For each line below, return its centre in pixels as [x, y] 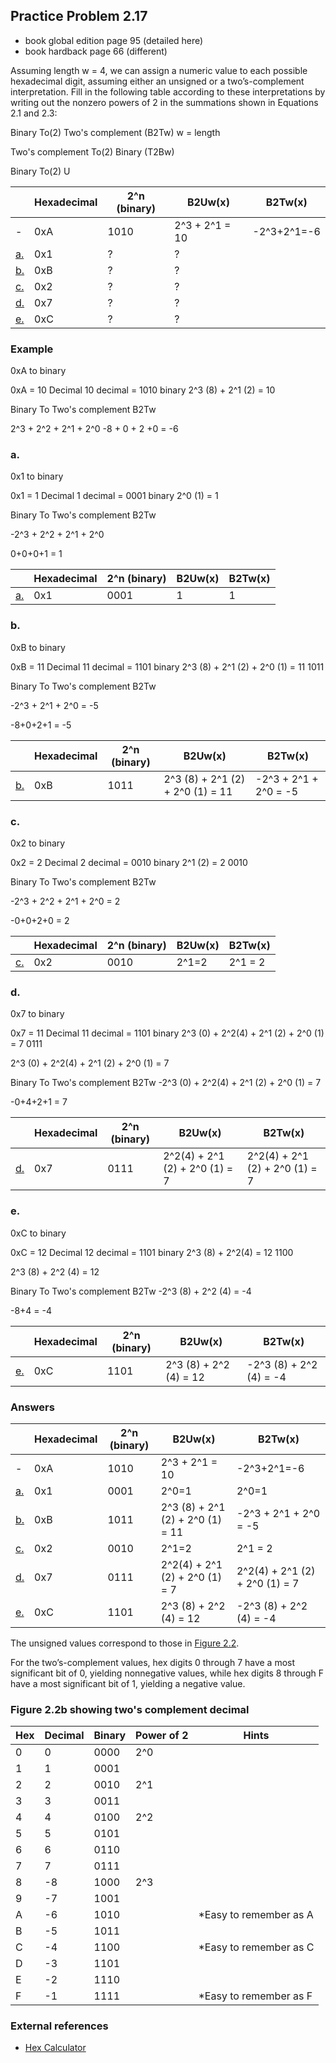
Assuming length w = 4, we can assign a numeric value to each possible [159, 70]
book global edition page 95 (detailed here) [114, 40]
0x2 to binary [38, 843]
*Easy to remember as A [256, 1915]
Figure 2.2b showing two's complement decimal [130, 1709]
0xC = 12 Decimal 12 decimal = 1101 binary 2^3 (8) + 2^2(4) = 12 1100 [152, 1252]
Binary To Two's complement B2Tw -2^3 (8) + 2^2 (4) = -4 [131, 1291]
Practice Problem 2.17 [79, 16]
